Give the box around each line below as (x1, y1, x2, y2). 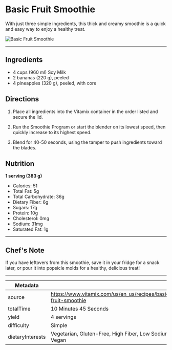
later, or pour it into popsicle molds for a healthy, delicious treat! (5, 265, 140, 271)
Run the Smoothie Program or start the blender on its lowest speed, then (12, 124, 166, 130)
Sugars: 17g (12, 205, 37, 211)
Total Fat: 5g (12, 188, 39, 194)
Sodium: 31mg (12, 221, 43, 227)
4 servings (50, 314, 77, 321)
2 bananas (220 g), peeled (12, 74, 69, 80)
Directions (5, 95, 39, 103)
